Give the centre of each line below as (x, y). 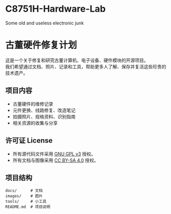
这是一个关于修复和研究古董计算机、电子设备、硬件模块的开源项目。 (77, 60)
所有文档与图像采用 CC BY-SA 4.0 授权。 (55, 160)
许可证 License (29, 141)
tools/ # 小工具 (26, 202)
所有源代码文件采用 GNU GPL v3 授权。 (54, 154)
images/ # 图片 (24, 196)
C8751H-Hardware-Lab (56, 9)
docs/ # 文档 (24, 191)
